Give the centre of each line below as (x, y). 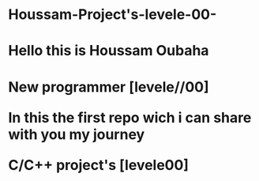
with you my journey (77, 134)
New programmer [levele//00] (109, 87)
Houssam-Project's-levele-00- (113, 15)
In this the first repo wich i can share (130, 117)
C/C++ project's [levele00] (99, 165)
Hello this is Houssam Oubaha (109, 51)
